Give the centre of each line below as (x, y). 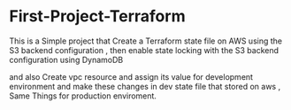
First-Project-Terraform (97, 16)
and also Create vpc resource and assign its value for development (131, 76)
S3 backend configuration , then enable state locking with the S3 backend (144, 50)
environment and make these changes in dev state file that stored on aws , (145, 86)
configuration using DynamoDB (66, 59)
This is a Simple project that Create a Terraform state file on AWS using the (146, 41)
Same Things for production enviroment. (83, 96)
